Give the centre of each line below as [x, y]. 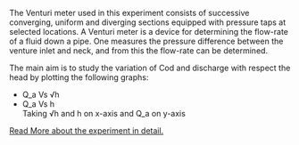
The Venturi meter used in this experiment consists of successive [129, 13]
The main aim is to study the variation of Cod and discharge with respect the [150, 68]
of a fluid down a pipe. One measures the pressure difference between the [146, 41]
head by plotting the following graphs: [79, 77]
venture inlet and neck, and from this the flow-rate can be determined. [139, 51]
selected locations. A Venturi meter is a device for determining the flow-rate [149, 32]
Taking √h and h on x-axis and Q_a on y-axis [104, 113]
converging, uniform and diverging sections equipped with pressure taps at [148, 22]
